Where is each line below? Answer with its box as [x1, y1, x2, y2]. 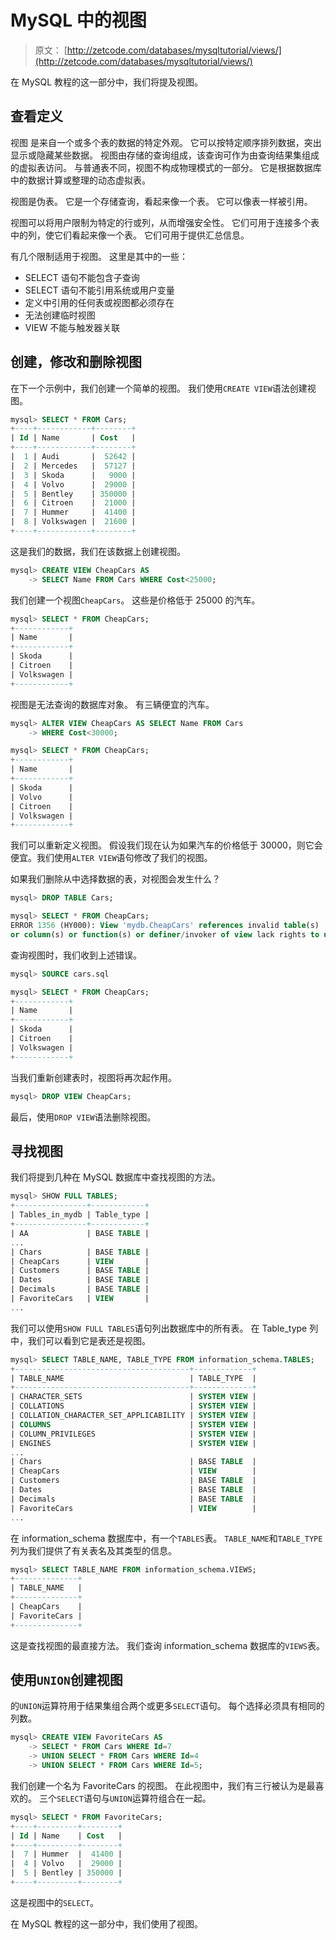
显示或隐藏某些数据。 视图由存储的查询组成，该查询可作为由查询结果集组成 [10, 149, 320, 161]
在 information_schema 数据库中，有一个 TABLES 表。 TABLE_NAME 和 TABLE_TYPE [10, 1532, 323, 1544]
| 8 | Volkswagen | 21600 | [10, 517, 137, 527]
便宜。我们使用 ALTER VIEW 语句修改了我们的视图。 [10, 852, 213, 864]
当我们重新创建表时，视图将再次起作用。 [10, 1071, 177, 1083]
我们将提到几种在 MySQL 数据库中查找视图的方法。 [10, 1171, 222, 1183]
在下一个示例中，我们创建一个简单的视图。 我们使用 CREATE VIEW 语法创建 [10, 382, 308, 394]
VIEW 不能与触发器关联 [24, 321, 121, 333]
